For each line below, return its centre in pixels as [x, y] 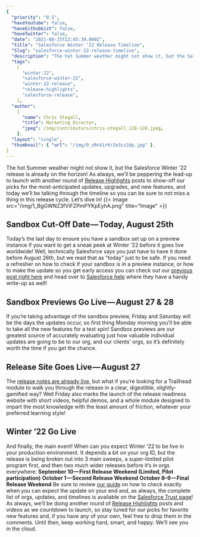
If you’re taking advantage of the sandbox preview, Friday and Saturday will [99, 317]
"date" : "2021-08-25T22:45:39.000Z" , [58, 39]
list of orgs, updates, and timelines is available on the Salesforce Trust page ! [100, 497]
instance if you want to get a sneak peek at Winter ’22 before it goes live [95, 245]
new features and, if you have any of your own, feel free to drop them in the [99, 516]
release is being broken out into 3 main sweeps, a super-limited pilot [90, 459]
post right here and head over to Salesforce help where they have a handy [97, 277]
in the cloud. [21, 529]
